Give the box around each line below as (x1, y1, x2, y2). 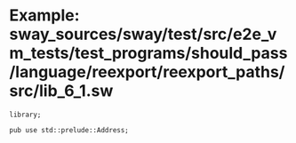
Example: (9, 5, 80, 26)
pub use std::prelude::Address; (9, 125, 129, 134)
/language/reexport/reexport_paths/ (9, 62, 285, 83)
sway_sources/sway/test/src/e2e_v (9, 24, 277, 44)
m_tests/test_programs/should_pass (9, 44, 288, 63)
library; (9, 110, 42, 119)
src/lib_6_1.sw (9, 81, 114, 101)
